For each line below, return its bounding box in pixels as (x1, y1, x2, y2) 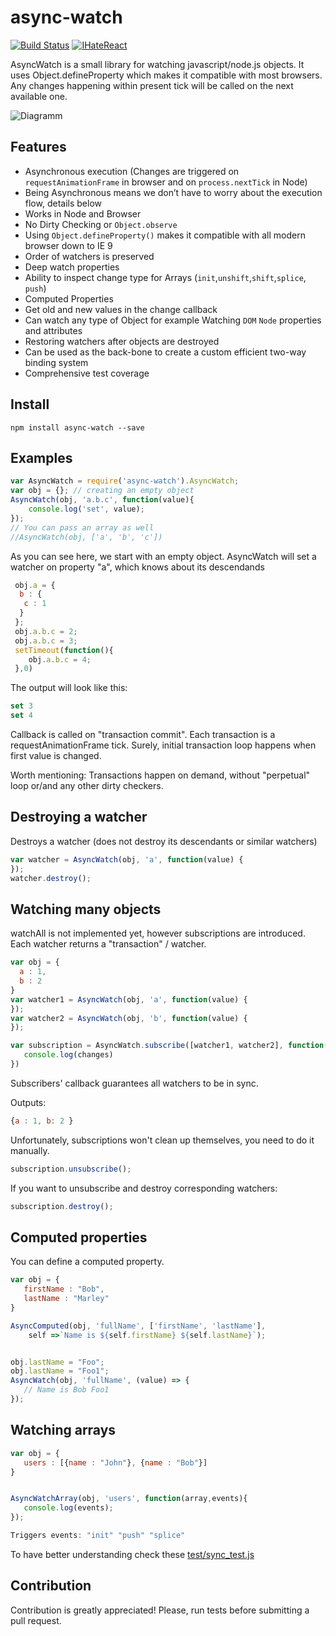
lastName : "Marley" (23, 1294, 110, 1304)
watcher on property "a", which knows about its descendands (10, 561, 265, 573)
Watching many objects (10, 901, 162, 918)
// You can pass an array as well (10, 522, 155, 533)
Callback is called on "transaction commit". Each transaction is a (10, 729, 276, 740)
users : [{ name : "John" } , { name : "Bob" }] (23, 1457, 208, 1468)
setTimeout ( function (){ (14, 645, 114, 655)
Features (10, 139, 67, 156)
